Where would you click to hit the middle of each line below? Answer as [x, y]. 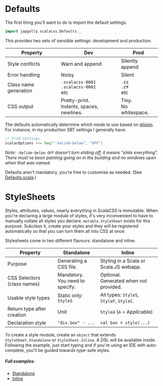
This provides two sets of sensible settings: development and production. [78, 40]
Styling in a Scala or [123, 261]
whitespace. [135, 112]
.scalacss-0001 [78, 82]
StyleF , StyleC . [117, 301]
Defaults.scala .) [21, 177]
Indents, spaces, [80, 106]
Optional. [111, 275]
